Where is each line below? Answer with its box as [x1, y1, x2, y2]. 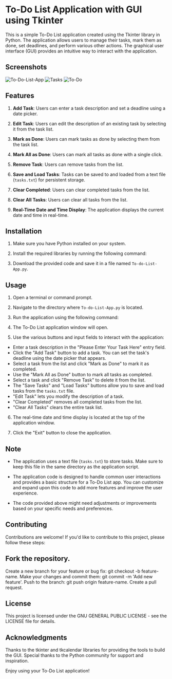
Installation [5, 227, 42, 235]
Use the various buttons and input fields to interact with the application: [12, 334, 164, 340]
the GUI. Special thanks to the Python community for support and [5, 652, 144, 658]
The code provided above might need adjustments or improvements [12, 500, 157, 506]
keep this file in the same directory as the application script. [12, 464, 140, 470]
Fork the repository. [5, 554, 70, 563]
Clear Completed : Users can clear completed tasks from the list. [12, 187, 150, 193]
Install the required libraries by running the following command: [12, 250, 147, 256]
